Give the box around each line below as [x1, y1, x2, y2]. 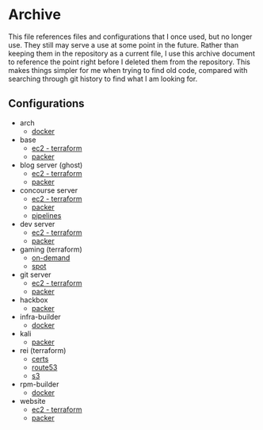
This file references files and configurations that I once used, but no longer [8, 32, 253, 41]
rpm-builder [19, 379, 59, 389]
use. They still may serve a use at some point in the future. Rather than [8, 40, 239, 49]
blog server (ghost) [19, 160, 83, 170]
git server [19, 270, 51, 279]
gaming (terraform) [19, 244, 83, 254]
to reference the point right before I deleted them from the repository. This [8, 57, 251, 67]
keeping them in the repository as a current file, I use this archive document [8, 48, 255, 58]
